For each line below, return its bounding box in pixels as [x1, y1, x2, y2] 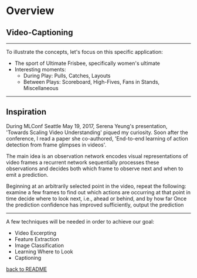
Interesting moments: [14, 66, 66, 73]
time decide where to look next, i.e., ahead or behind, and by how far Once [6, 195, 187, 202]
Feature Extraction [14, 235, 60, 242]
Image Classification [14, 242, 64, 249]
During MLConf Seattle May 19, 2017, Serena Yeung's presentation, [6, 122, 168, 129]
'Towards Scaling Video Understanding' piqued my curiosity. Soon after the [6, 129, 189, 136]
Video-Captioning [6, 28, 73, 37]
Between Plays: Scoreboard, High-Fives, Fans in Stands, [23, 78, 160, 85]
